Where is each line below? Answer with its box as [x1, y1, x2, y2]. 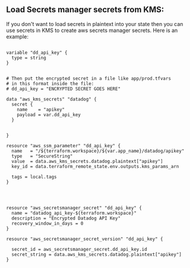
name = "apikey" [17, 106, 65, 112]
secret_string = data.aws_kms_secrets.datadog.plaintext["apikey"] [11, 251, 182, 257]
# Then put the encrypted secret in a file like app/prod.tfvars [6, 75, 171, 82]
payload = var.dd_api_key [17, 112, 81, 118]
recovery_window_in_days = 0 [11, 220, 84, 227]
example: [6, 33, 28, 40]
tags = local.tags [11, 174, 58, 180]
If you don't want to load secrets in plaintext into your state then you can [6, 20, 183, 27]
